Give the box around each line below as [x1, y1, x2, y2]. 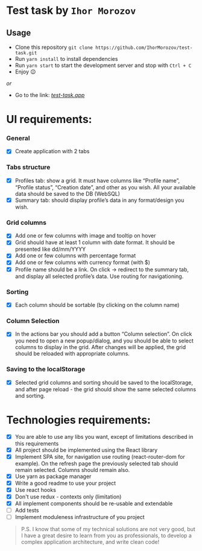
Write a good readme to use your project [14, 479, 116, 486]
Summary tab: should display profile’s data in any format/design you [14, 197, 185, 204]
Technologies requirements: [6, 413, 151, 427]
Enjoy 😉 [14, 68, 36, 75]
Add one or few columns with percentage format [14, 252, 136, 259]
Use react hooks [14, 486, 56, 493]
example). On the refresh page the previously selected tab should [14, 459, 178, 467]
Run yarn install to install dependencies [14, 55, 118, 62]
